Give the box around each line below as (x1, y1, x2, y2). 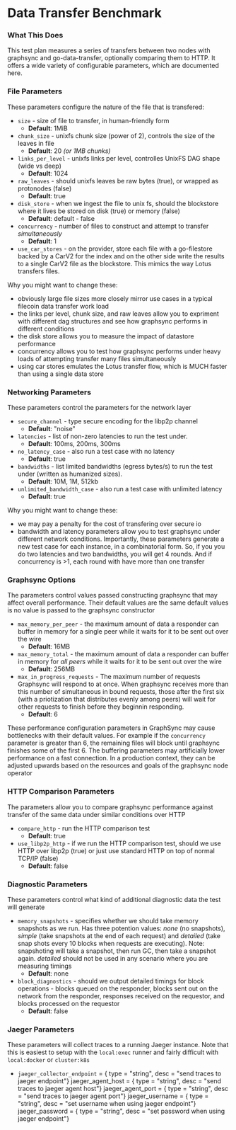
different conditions (17, 324, 75, 333)
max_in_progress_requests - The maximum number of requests (17, 673, 201, 681)
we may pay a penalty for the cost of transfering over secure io (17, 520, 201, 528)
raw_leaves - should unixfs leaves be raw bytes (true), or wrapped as (17, 176, 219, 185)
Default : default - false (28, 214, 95, 222)
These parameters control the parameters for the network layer (7, 404, 191, 412)
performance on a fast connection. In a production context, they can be (7, 754, 216, 763)
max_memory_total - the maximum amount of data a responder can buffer (17, 650, 229, 658)
